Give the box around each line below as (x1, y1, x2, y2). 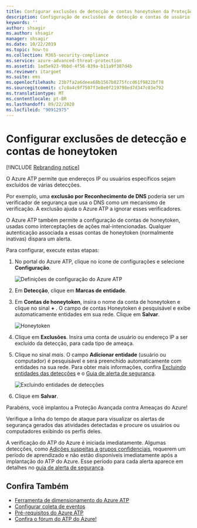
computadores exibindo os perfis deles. (6, 428, 103, 435)
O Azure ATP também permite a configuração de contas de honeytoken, (6, 216, 181, 224)
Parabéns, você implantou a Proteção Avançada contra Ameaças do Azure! (6, 404, 188, 411)
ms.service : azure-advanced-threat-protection (6, 57, 122, 63)
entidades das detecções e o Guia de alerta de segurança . (14, 370, 157, 377)
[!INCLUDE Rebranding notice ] (6, 164, 80, 171)
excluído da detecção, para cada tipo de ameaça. (14, 340, 134, 347)
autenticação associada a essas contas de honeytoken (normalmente (6, 229, 174, 236)
